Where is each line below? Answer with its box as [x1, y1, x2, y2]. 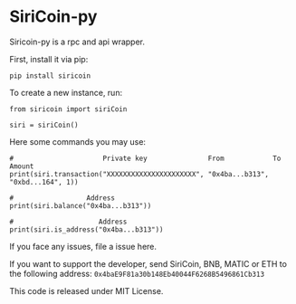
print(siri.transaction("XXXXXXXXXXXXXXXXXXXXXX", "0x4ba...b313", [9, 169, 270, 178]
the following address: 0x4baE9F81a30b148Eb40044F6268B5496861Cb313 [9, 268, 265, 279]
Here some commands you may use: [9, 136, 147, 147]
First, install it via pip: [9, 53, 89, 64]
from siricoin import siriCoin [9, 104, 128, 114]
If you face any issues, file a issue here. [9, 241, 157, 252]
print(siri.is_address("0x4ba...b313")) [9, 224, 165, 234]
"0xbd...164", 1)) [9, 177, 79, 186]
